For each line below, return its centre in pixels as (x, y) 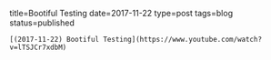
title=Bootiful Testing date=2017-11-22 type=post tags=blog (121, 13)
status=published (42, 23)
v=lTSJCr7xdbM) (38, 47)
